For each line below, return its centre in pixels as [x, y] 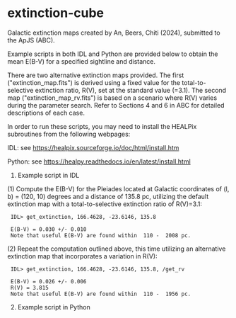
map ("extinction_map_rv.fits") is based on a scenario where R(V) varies [112, 98]
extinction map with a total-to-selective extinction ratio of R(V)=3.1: [105, 204]
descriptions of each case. [46, 113]
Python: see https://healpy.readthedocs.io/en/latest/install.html [99, 161]
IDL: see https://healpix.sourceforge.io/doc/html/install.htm [93, 147]
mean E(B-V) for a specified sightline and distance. [82, 61]
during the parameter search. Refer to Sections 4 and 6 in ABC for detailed [116, 105]
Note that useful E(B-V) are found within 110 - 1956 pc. [101, 294]
